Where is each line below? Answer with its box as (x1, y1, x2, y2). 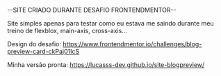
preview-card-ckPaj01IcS (7, 48, 80, 55)
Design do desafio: (7, 40, 61, 48)
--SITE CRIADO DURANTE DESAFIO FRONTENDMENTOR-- (7, 6, 177, 14)
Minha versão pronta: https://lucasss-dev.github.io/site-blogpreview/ (7, 61, 205, 68)
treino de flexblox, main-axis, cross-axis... (7, 27, 127, 35)
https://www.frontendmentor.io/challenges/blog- (62, 40, 202, 48)
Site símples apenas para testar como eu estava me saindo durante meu (7, 19, 214, 27)
